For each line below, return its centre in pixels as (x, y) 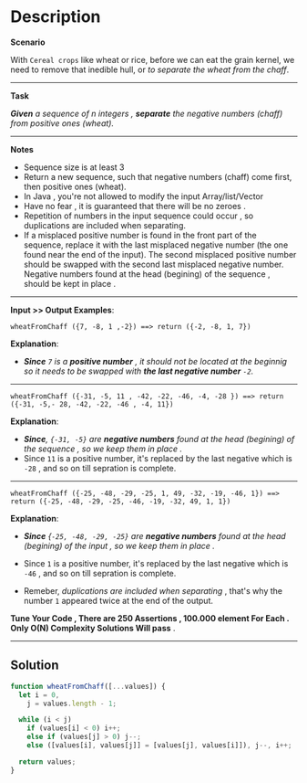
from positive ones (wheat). (62, 123)
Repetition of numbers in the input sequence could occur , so (138, 216)
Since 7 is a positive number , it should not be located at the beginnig (155, 361)
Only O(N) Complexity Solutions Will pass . (93, 628)
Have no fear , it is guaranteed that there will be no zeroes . (135, 206)
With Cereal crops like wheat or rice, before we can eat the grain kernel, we (153, 59)
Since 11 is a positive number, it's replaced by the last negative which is (158, 458)
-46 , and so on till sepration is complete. (100, 573)
